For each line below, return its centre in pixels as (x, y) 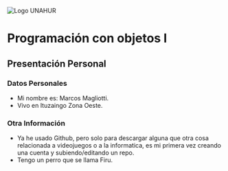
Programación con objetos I (87, 38)
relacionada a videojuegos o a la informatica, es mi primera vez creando (119, 146)
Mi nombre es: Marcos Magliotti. (63, 98)
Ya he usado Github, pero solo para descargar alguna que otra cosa (113, 138)
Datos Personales (37, 83)
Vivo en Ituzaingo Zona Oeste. (60, 105)
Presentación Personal (57, 64)
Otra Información (36, 123)
